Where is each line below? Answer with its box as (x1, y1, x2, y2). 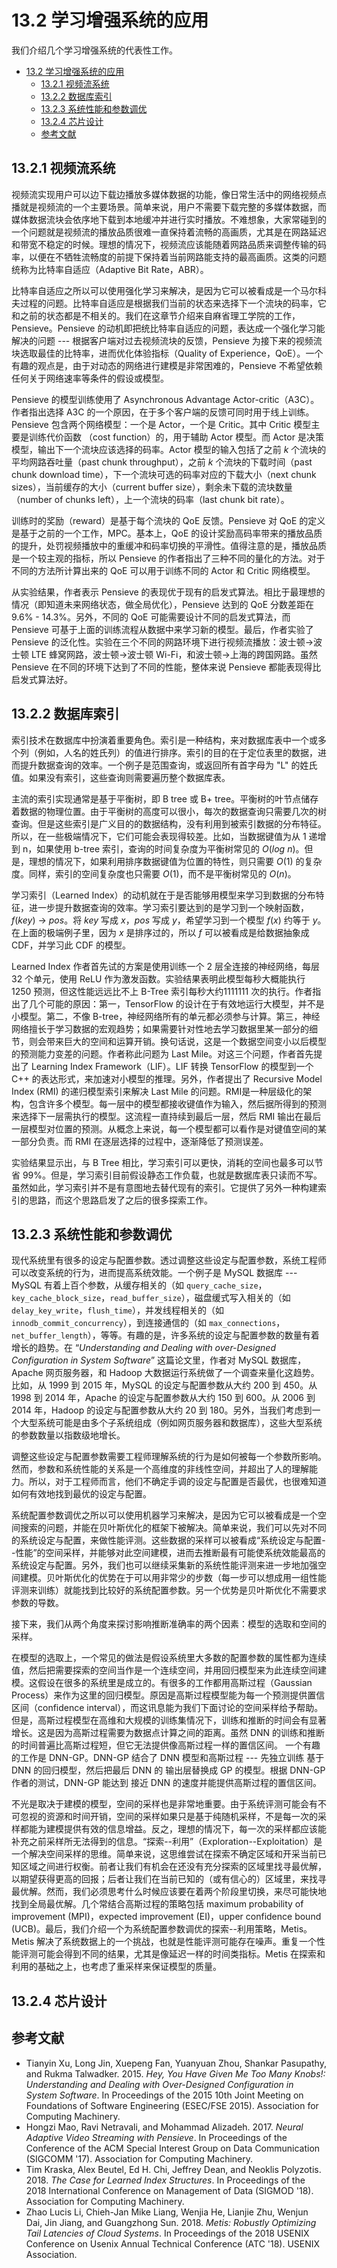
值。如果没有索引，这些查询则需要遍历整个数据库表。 (11, 771, 231, 783)
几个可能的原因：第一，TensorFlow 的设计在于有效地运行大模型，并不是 (28, 997, 325, 1010)
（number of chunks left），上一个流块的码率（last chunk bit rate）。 (11, 493, 290, 505)
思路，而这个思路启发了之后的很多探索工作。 (28, 1194, 213, 1206)
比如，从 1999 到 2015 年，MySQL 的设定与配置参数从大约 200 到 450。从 (11, 1379, 318, 1391)
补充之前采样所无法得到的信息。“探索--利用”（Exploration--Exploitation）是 (11, 1836, 323, 1848)
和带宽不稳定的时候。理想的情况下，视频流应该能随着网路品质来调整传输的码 (11, 238, 327, 250)
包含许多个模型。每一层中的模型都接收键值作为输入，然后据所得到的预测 (28, 1097, 327, 1110)
